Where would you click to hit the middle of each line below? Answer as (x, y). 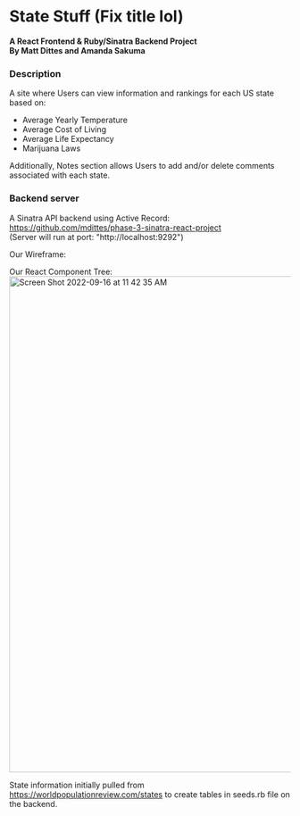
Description (35, 73)
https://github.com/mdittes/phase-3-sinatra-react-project (115, 227)
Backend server (44, 198)
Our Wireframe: (38, 254)
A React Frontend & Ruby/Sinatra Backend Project (104, 41)
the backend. (33, 804)
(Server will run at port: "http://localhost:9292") (96, 237)
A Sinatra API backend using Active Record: (90, 218)
